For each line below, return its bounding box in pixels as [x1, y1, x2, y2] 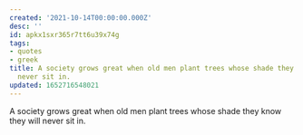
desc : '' [9, 22, 43, 31]
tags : [9, 38, 30, 48]
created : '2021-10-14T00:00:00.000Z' [9, 13, 152, 23]
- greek [9, 55, 39, 64]
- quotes [9, 47, 43, 56]
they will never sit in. [9, 115, 86, 126]
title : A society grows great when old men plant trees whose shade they [9, 64, 295, 73]
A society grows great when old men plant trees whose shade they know [9, 105, 282, 116]
